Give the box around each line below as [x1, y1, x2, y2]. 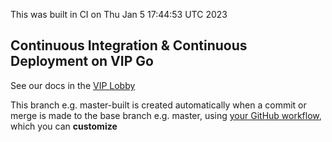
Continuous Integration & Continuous [10, 37, 248, 54]
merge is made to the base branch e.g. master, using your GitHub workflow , [10, 109, 322, 121]
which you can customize [10, 120, 118, 132]
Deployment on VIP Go [10, 53, 154, 70]
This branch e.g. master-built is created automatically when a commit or [10, 99, 307, 111]
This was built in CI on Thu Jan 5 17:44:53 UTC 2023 [10, 9, 228, 20]
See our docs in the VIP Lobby [10, 79, 136, 91]
